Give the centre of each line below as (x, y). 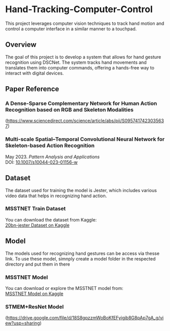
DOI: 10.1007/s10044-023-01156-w (41, 162)
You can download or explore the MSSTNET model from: (64, 288)
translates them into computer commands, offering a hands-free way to (80, 67)
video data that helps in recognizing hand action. (56, 196)
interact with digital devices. (35, 73)
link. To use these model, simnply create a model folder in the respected (80, 259)
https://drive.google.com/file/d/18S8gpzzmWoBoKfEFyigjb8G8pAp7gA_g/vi (85, 318)
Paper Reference (32, 89)
